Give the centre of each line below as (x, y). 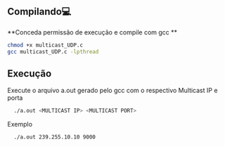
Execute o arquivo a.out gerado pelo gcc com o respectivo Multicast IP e (112, 91)
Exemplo (20, 124)
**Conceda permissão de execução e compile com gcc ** (92, 32)
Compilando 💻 (39, 12)
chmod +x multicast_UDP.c (45, 45)
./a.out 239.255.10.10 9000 (55, 137)
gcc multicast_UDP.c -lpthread (53, 51)
